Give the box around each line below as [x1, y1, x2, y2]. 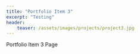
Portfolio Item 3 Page [6, 41, 58, 48]
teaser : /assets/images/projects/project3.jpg [17, 25, 135, 31]
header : [6, 19, 26, 25]
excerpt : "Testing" [6, 14, 55, 20]
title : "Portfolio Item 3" [6, 8, 73, 15]
